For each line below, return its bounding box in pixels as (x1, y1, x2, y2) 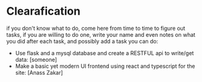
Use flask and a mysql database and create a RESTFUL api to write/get (15, 49, 194, 56)
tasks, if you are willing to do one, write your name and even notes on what (6, 31, 196, 38)
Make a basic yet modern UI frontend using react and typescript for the (15, 62, 195, 70)
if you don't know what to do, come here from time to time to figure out (6, 24, 185, 32)
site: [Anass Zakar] (15, 69, 63, 76)
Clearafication (6, 4, 81, 18)
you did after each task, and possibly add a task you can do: (6, 37, 159, 45)
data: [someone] (15, 56, 57, 63)
